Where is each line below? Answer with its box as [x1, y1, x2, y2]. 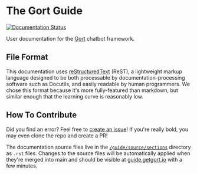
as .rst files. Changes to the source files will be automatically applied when [6, 149, 191, 157]
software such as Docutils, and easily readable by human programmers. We [6, 80, 191, 87]
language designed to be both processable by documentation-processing [6, 74, 185, 81]
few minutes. [6, 162, 38, 169]
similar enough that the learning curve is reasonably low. [6, 93, 143, 100]
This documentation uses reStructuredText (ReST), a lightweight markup [6, 68, 183, 75]
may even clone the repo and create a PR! [6, 132, 108, 139]
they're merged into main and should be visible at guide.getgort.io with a [6, 156, 183, 163]
